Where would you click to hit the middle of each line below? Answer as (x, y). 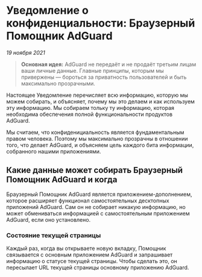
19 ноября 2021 (26, 52)
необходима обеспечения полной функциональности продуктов (90, 114)
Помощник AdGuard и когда (62, 180)
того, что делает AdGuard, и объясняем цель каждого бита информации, (100, 145)
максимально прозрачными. (58, 83)
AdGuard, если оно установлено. (49, 219)
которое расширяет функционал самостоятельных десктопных (88, 200)
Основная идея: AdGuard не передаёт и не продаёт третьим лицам (109, 64)
